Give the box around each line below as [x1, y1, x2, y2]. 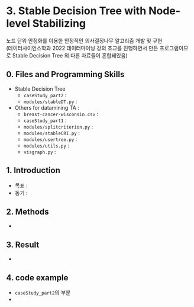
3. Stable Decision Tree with [6, 4, 147, 18]
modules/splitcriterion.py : [23, 123, 93, 130]
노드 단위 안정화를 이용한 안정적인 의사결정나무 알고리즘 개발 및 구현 [6, 37, 163, 44]
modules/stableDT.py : [23, 98, 77, 105]
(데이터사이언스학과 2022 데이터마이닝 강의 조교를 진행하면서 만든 [6, 44, 159, 52]
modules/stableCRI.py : [23, 129, 80, 136]
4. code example [6, 273, 69, 283]
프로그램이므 [159, 44, 189, 52]
